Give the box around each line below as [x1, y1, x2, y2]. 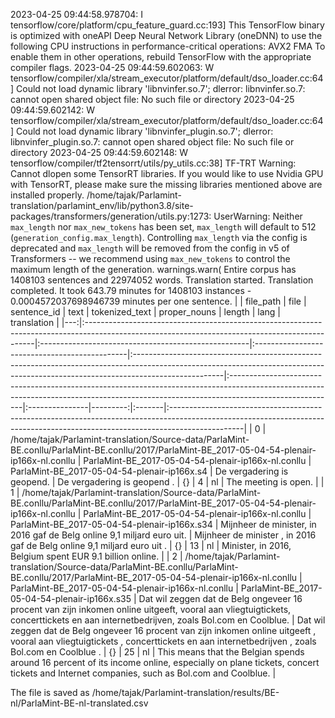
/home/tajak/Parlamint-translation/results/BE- [91, 687, 280, 698]
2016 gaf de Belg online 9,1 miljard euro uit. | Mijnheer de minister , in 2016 [10, 529, 317, 541]
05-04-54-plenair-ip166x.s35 [10, 593, 132, 604]
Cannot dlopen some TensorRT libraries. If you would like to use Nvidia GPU [10, 168, 324, 179]
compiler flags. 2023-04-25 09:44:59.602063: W [10, 62, 215, 73]
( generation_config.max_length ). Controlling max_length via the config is [10, 232, 308, 243]
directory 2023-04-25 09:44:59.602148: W [10, 147, 189, 158]
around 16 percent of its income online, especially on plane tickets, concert [10, 657, 320, 668]
